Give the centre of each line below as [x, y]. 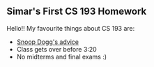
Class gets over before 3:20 [56, 49]
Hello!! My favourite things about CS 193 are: [71, 28]
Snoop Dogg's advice [48, 42]
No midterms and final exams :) [62, 57]
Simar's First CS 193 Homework [77, 12]
